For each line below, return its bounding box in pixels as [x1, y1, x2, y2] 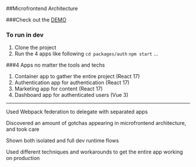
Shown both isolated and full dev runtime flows [6, 137, 120, 144]
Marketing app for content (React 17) [14, 85, 103, 92]
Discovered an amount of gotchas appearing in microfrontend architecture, [6, 120, 187, 127]
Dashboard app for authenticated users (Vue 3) [14, 92, 129, 99]
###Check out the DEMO [6, 16, 66, 23]
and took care [6, 126, 40, 133]
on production [6, 155, 40, 162]
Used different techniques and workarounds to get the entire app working [6, 148, 183, 155]
